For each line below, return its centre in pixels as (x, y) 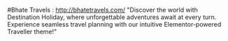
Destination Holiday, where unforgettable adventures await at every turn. (112, 17)
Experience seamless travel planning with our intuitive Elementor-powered (114, 24)
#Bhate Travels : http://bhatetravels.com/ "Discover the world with (102, 10)
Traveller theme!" (32, 31)
